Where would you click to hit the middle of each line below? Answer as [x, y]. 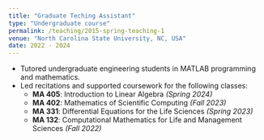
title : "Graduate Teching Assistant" [72, 16]
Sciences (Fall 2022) [67, 129]
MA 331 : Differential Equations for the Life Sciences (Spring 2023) [143, 111]
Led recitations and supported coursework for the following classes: [134, 86]
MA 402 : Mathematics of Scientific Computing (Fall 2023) [129, 103]
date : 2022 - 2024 [39, 46]
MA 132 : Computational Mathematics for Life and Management [137, 120]
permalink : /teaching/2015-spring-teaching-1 [86, 31]
